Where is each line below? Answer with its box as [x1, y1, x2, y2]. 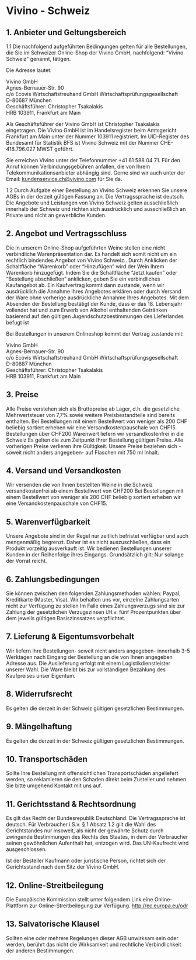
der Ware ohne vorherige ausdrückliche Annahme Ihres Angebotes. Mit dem [6, 294, 190, 301]
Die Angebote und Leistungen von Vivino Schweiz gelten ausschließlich [6, 199, 178, 206]
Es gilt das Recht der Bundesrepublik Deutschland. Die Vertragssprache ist [6, 815, 185, 822]
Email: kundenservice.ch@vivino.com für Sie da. [6, 176, 123, 182]
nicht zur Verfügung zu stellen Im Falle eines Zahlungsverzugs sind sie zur [6, 602, 185, 610]
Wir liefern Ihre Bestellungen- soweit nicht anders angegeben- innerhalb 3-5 [6, 647, 190, 654]
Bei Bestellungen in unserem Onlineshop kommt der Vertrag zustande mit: [6, 330, 184, 337]
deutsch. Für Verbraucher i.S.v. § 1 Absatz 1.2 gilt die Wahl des [6, 821, 156, 828]
